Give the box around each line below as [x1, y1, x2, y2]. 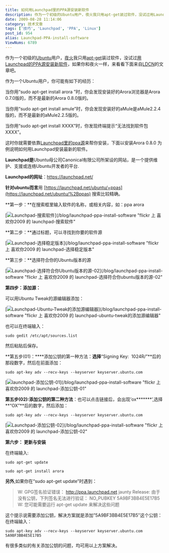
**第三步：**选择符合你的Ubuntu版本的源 [5, 257, 92, 263]
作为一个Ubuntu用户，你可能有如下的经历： [5, 78, 96, 84]
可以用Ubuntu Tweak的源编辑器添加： [5, 295, 84, 301]
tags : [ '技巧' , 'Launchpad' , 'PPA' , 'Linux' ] [5, 26, 101, 31]
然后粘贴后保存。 [5, 342, 41, 348]
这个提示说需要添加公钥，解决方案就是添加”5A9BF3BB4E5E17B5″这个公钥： [5, 512, 162, 518]
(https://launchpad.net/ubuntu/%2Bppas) [5, 191, 91, 197]
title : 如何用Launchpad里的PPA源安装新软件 [5, 7, 90, 13]
